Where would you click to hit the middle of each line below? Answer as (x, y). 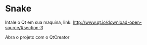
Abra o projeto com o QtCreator (37, 37)
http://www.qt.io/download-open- (107, 22)
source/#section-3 (24, 27)
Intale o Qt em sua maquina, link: (38, 22)
